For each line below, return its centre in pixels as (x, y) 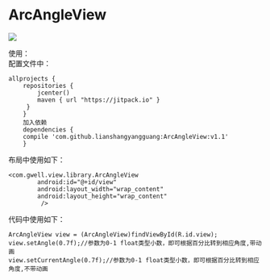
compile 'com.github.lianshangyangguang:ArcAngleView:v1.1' (126, 136)
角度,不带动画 (28, 269)
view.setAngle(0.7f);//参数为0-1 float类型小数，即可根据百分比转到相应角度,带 (132, 243)
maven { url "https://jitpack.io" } (99, 100)
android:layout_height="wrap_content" (102, 196)
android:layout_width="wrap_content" (100, 189)
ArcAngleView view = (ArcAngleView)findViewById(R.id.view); (113, 234)
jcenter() (54, 93)
